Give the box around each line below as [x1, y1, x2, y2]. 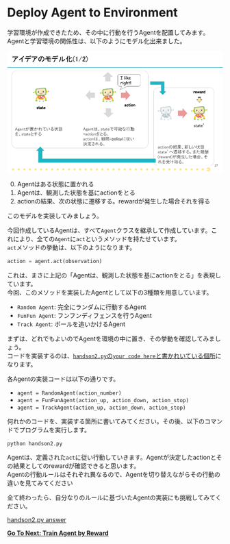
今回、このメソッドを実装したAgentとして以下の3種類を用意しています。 [7, 288, 213, 297]
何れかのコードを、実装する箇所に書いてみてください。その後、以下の [7, 417, 205, 425]
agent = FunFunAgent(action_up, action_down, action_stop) [16, 397, 190, 404]
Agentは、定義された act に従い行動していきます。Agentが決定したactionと [7, 454, 217, 462]
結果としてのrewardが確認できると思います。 [12, 462, 140, 470]
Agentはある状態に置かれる [16, 180, 94, 188]
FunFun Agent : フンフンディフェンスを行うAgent [16, 312, 152, 320]
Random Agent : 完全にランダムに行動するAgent [16, 303, 146, 311]
